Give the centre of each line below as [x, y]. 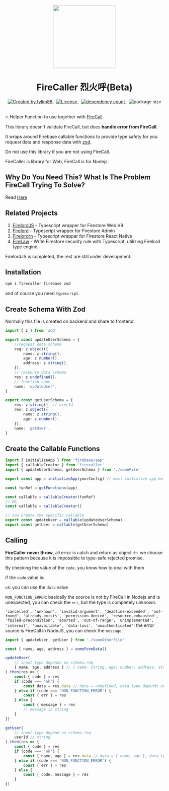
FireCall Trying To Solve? [45, 185]
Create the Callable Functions [53, 448]
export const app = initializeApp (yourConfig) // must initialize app [81, 479]
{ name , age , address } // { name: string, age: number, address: [85, 667]
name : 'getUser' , [32, 428]
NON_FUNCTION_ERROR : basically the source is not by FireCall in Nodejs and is [83, 597]
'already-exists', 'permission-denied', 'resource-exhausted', [91, 616]
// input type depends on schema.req [54, 663]
